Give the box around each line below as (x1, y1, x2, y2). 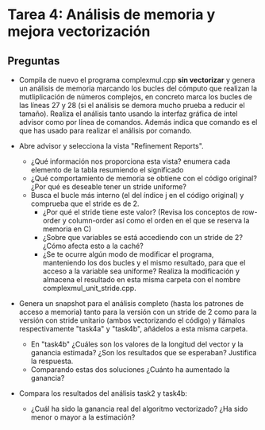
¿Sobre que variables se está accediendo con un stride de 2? (42, 233, 244, 242)
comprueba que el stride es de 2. (30, 199, 140, 208)
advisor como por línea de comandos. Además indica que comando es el (18, 118, 258, 126)
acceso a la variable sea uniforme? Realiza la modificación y (42, 266, 240, 276)
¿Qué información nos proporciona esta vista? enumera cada (30, 157, 231, 166)
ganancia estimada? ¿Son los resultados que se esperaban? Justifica (30, 348, 257, 357)
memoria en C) (42, 224, 92, 234)
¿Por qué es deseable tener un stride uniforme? (30, 182, 187, 192)
